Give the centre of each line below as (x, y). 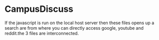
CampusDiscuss (39, 9)
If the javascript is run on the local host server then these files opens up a (79, 23)
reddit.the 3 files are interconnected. (42, 33)
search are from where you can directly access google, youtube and (74, 28)
